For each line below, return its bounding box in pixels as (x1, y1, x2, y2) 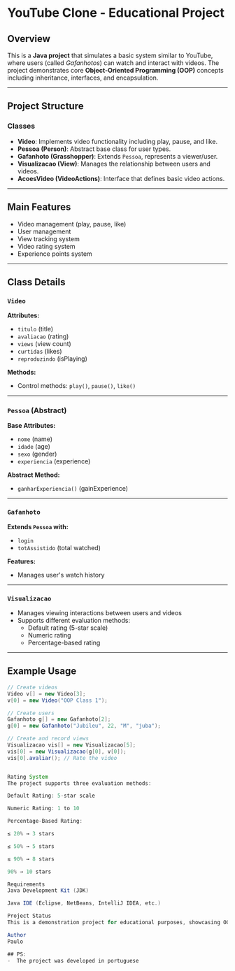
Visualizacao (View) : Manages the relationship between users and (17, 159, 211, 168)
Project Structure (7, 100, 84, 113)
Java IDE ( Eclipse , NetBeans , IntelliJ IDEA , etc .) (7, 900, 161, 907)
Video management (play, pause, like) (17, 220, 127, 228)
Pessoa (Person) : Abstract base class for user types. (17, 145, 171, 153)
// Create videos (7, 684, 58, 691)
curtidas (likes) (17, 347, 62, 356)
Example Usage (7, 666, 77, 677)
